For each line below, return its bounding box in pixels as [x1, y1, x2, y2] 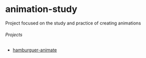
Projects [5, 31, 23, 37]
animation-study [5, 3, 78, 15]
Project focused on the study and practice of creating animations [5, 20, 141, 26]
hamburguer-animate [12, 47, 57, 53]
